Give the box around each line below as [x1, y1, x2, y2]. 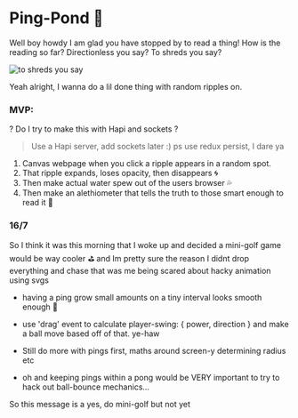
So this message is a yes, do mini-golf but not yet [9, 398, 191, 409]
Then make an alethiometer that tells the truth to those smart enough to [21, 188, 285, 198]
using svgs [9, 275, 49, 285]
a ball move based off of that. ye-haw [21, 328, 160, 339]
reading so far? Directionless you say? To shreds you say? [9, 46, 222, 57]
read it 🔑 [21, 197, 53, 208]
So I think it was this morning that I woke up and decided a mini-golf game [9, 239, 282, 250]
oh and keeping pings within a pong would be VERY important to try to [21, 372, 280, 382]
